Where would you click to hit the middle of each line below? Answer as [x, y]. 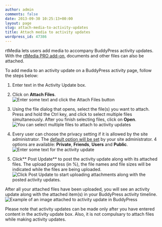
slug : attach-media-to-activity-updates [47, 28]
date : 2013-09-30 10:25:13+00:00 [39, 19]
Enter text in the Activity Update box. [49, 85]
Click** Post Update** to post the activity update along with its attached [85, 159]
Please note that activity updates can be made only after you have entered [80, 209]
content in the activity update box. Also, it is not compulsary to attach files [80, 214]
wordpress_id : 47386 [26, 37]
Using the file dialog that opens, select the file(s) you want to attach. [81, 109]
